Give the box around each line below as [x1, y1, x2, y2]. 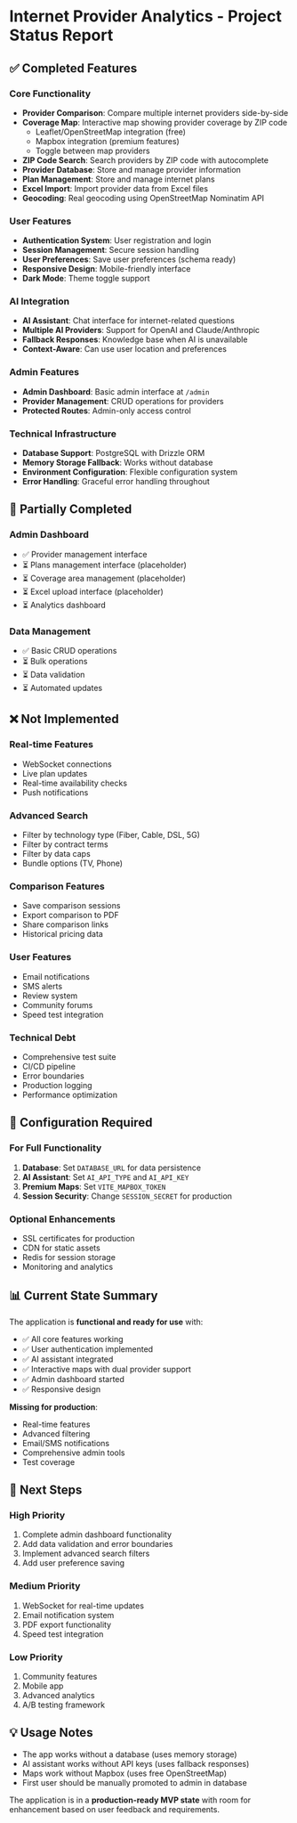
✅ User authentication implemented [21, 1343, 154, 1355]
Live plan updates [21, 768, 88, 778]
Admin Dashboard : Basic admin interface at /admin [21, 386, 211, 397]
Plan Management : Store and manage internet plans [21, 174, 215, 184]
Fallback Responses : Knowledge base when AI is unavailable [21, 334, 248, 345]
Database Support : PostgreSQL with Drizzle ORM [21, 448, 205, 459]
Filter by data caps [21, 849, 91, 859]
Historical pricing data [21, 929, 104, 940]
